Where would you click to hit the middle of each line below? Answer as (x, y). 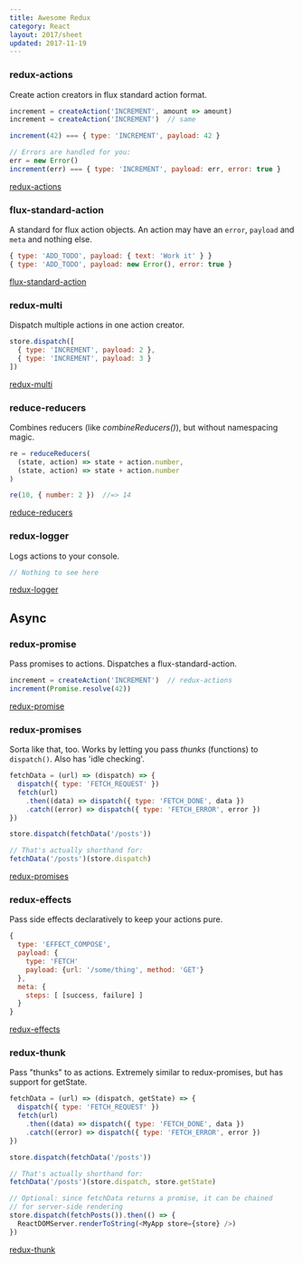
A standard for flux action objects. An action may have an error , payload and (152, 230)
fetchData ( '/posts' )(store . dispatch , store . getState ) (113, 1182)
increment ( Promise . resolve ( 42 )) (70, 689)
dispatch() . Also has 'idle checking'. (77, 759)
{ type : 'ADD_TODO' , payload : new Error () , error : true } (121, 264)
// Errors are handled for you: (70, 152)
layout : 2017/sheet (46, 34)
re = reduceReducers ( (50, 453)
